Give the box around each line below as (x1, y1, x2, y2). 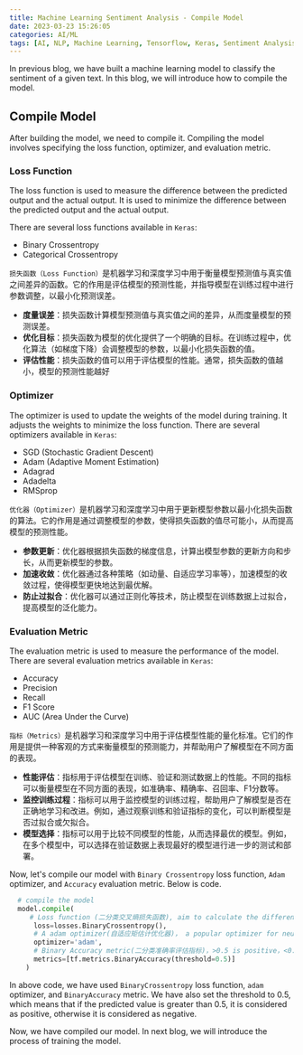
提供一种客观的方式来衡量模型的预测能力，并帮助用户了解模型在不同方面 (24, 740, 294, 751)
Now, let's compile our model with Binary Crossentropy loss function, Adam (9, 869, 286, 880)
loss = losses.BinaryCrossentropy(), (32, 921, 168, 930)
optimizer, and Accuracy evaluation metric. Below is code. (9, 878, 223, 889)
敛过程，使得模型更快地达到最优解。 (22, 579, 158, 590)
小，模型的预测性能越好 (22, 366, 110, 377)
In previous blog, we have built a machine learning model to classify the (9, 63, 276, 74)
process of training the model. (9, 1035, 122, 1046)
